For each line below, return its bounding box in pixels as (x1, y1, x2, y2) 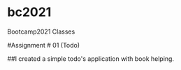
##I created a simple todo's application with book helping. (7, 54, 175, 63)
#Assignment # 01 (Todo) (7, 41, 80, 49)
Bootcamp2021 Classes (7, 27, 75, 36)
